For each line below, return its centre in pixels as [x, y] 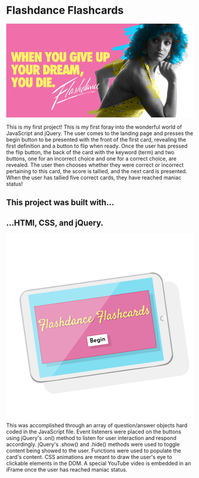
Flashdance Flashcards [65, 10]
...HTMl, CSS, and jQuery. [55, 223]
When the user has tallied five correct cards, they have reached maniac [94, 177]
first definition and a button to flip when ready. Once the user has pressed [97, 146]
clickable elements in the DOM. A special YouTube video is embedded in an [99, 463]
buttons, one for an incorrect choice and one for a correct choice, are [91, 158]
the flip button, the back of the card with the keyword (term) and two [90, 152]
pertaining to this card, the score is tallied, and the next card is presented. [97, 171]
